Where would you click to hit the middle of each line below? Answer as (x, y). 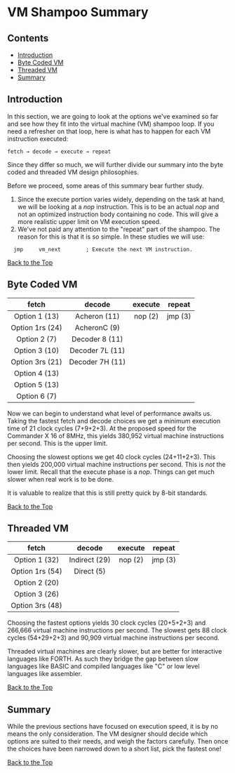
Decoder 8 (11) (97, 339)
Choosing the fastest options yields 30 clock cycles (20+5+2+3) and (107, 623)
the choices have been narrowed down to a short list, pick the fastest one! (114, 749)
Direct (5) (90, 572)
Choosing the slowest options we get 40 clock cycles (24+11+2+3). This (112, 456)
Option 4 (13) (36, 373)
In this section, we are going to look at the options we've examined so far (113, 116)
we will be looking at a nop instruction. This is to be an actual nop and (118, 206)
